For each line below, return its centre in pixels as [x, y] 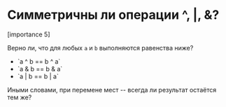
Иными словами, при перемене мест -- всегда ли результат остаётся [112, 90]
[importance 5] [29, 34]
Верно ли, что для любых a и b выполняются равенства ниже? [100, 48]
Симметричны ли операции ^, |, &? [113, 15]
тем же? [20, 97]
